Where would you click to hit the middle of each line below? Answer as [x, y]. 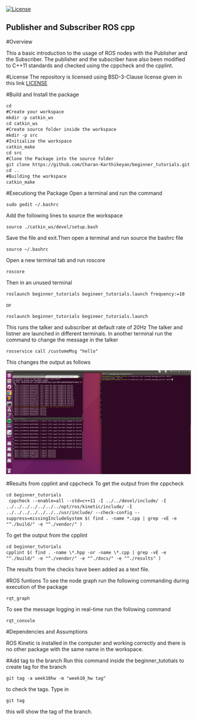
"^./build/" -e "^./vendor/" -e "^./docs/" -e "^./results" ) [84, 558]
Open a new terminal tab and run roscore [56, 260]
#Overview [19, 42]
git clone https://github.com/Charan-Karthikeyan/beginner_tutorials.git [98, 164]
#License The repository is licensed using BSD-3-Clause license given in [94, 77]
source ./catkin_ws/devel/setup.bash [52, 227]
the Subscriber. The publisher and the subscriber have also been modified [96, 59]
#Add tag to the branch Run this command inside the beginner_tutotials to [95, 661]
